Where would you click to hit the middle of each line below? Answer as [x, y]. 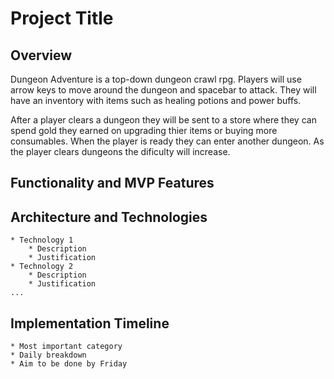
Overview [41, 55]
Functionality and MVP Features [112, 183]
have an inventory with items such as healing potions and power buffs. [156, 100]
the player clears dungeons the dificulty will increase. [120, 151]
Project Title [62, 18]
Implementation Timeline [90, 323]
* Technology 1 [42, 240]
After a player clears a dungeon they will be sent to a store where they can [163, 120]
